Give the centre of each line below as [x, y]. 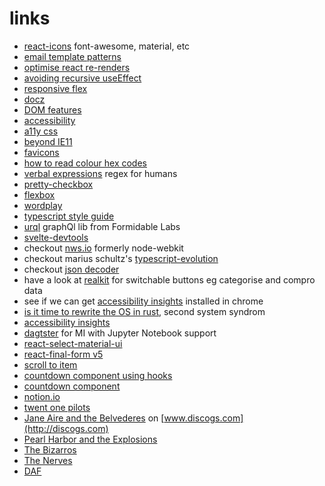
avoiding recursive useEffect [82, 78]
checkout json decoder [71, 269]
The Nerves [48, 460]
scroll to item [50, 364]
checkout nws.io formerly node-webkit [103, 248]
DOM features [52, 109]
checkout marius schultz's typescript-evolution [121, 258]
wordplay [43, 205]
